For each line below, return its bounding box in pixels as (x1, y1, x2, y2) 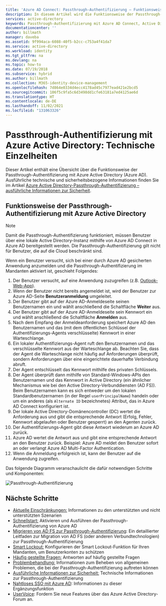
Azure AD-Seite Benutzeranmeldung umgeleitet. (12, 293, 112, 299)
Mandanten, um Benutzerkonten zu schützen (12, 549, 104, 555)
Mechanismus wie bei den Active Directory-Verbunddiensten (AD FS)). (12, 382, 157, 388)
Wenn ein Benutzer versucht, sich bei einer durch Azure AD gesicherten (5, 257, 152, 263)
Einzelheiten (5, 150, 58, 162)
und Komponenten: (5, 470, 45, 476)
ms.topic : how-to (5, 62, 41, 67)
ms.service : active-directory (5, 44, 68, 49)
